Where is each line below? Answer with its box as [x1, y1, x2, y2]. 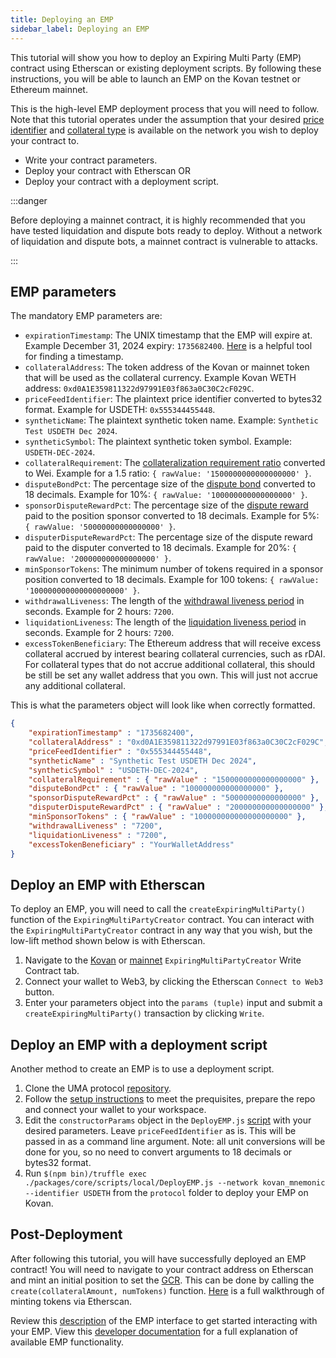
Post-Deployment [10, 1226, 123, 1243]
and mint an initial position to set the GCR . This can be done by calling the [10, 1274, 315, 1286]
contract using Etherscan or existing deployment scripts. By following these [10, 62, 322, 74]
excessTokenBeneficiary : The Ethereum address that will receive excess [24, 637, 322, 650]
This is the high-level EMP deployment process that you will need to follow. [10, 102, 320, 115]
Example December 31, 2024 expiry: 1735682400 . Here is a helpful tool [24, 340, 313, 352]
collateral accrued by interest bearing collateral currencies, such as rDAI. [24, 648, 326, 660]
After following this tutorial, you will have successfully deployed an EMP [10, 1252, 307, 1265]
